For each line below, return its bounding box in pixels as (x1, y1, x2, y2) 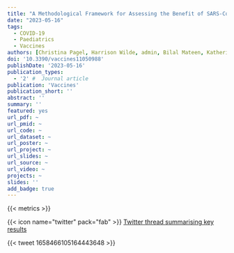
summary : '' (7, 101, 42, 108)
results (7, 225, 27, 233)
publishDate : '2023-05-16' (7, 62, 86, 69)
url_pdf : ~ (7, 114, 39, 121)
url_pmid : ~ (7, 120, 42, 128)
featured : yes (7, 107, 49, 114)
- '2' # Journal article (13, 75, 89, 82)
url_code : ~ (7, 127, 42, 134)
